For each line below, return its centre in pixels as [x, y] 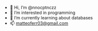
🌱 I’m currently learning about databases [51, 18]
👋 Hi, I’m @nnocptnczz [33, 8]
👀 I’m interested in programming [43, 13]
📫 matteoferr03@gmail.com [39, 23]
